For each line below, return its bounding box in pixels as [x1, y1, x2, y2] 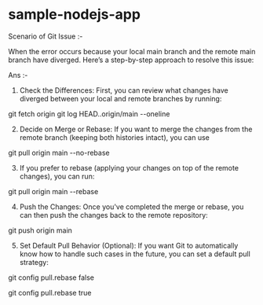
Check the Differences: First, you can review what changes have [19, 85, 229, 95]
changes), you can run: [19, 171, 95, 181]
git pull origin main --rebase [8, 186, 99, 196]
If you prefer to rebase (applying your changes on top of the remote [19, 163, 239, 172]
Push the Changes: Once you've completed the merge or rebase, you [19, 202, 244, 211]
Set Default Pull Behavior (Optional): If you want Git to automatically [19, 241, 239, 250]
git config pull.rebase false [8, 273, 94, 282]
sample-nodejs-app [8, 6, 141, 24]
